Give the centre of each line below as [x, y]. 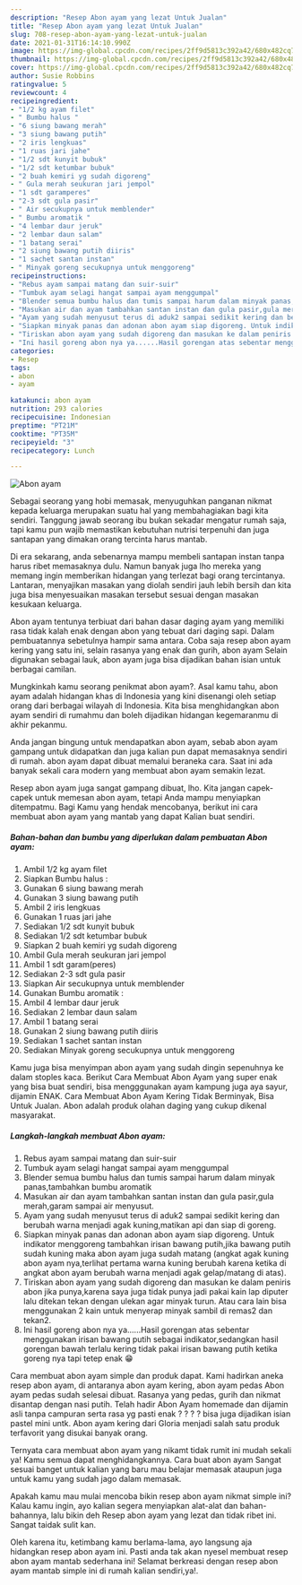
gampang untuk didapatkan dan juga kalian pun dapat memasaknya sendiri [149, 752]
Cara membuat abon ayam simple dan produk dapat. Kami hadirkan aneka [147, 1376]
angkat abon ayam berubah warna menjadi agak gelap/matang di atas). [155, 1273]
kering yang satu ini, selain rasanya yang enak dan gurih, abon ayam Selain [149, 650]
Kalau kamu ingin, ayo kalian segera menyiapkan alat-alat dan [124, 1506]
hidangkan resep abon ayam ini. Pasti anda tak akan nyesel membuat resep [149, 1552]
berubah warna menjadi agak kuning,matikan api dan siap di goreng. [150, 1226]
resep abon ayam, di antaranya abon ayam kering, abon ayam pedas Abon [147, 1385]
